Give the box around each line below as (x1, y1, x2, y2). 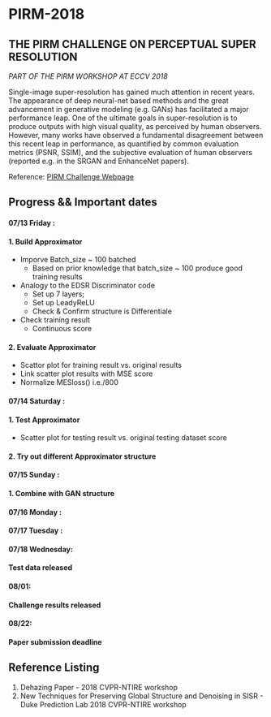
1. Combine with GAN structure (8, 488, 115, 498)
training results (32, 272, 83, 282)
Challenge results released (8, 600, 101, 610)
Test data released (8, 563, 73, 572)
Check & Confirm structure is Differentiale (32, 306, 173, 317)
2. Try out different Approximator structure (8, 451, 157, 461)
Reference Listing (8, 661, 100, 675)
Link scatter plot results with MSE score (19, 369, 153, 378)
